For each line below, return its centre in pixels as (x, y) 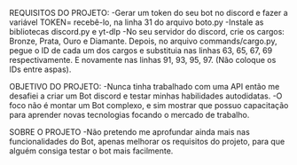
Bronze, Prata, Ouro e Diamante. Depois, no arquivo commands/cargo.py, (143, 41)
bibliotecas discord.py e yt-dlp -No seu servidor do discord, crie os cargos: (147, 31)
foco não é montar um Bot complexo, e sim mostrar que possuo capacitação (149, 105)
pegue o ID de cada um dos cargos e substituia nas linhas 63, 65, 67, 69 (141, 51)
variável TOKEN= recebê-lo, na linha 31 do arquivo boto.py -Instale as (137, 22)
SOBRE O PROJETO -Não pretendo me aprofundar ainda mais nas (129, 132)
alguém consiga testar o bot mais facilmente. (91, 151)
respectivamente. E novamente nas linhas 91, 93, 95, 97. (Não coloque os (143, 60)
